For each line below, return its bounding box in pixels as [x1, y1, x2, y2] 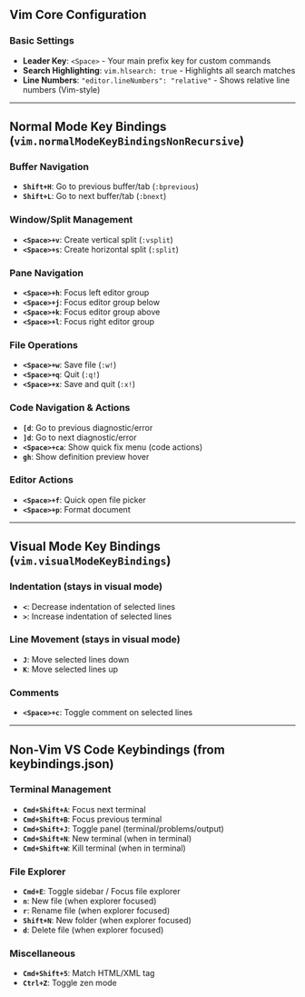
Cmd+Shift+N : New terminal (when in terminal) [22, 832, 192, 843]
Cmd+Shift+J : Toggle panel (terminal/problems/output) [22, 823, 224, 834]
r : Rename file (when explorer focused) [22, 905, 171, 916]
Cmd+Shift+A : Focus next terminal [22, 803, 147, 814]
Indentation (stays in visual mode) [9, 581, 163, 593]
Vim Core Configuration [9, 7, 147, 23]
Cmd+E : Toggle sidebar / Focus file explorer [22, 886, 181, 897]
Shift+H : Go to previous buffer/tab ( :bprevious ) [22, 181, 200, 192]
